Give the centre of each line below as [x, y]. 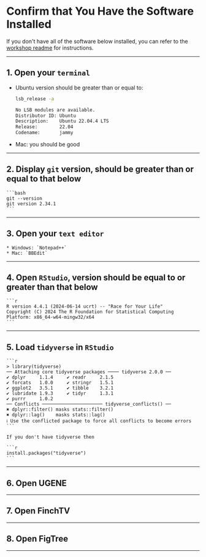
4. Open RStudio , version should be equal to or [96, 278]
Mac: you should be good [48, 144]
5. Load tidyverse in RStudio [60, 347]
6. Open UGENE [36, 483]
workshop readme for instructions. [50, 48]
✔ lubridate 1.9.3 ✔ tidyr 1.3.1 [60, 393]
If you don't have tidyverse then [51, 437]
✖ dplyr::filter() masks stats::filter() [60, 410]
